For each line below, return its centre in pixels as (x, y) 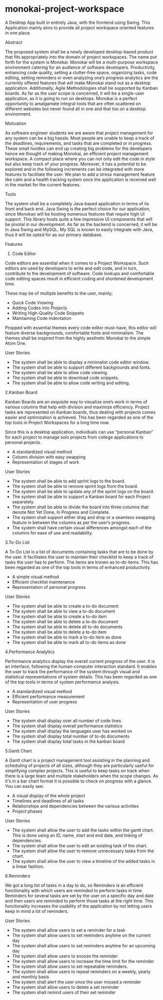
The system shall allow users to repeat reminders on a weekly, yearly (81, 971)
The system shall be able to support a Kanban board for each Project (81, 497)
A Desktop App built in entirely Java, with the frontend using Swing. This (78, 22)
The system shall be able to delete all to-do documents (67, 627)
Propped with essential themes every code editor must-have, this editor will (81, 327)
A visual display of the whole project (48, 796)
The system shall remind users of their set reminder (64, 992)
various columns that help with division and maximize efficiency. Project (77, 407)
